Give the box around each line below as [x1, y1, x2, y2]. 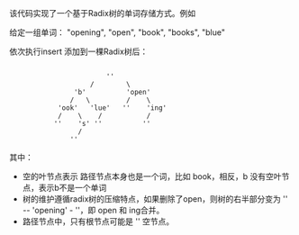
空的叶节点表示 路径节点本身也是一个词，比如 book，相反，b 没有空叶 [22, 171, 282, 182]
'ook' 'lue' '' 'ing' [57, 104, 168, 113]
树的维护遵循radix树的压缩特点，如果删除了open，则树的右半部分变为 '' [22, 194, 288, 204]
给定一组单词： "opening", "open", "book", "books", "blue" [9, 27, 225, 38]
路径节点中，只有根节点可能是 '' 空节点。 [22, 216, 175, 227]
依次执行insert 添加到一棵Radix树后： [9, 46, 149, 57]
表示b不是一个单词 [38, 183, 107, 193]
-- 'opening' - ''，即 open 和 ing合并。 [22, 205, 165, 215]
